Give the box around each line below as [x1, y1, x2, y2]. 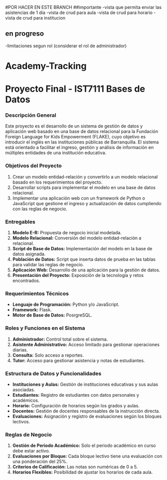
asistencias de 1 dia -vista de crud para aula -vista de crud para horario [5, 10, 153, 16]
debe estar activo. [12, 448, 50, 454]
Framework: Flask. [12, 307, 52, 313]
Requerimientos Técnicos [5, 290, 69, 297]
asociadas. [12, 386, 35, 393]
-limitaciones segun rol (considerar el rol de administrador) [5, 43, 127, 49]
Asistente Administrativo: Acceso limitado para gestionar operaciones [12, 341, 159, 348]
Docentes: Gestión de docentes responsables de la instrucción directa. [12, 408, 160, 414]
